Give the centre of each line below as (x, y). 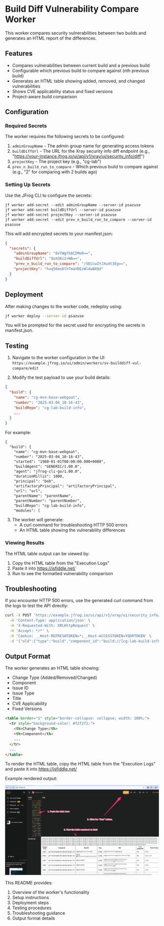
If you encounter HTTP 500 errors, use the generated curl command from (79, 601)
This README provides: (29, 882)
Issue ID (20, 688)
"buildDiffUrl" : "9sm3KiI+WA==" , (48, 259)
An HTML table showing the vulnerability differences (72, 530)
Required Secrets (26, 126)
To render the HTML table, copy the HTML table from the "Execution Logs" (81, 764)
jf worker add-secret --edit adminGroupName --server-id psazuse (73, 205)
